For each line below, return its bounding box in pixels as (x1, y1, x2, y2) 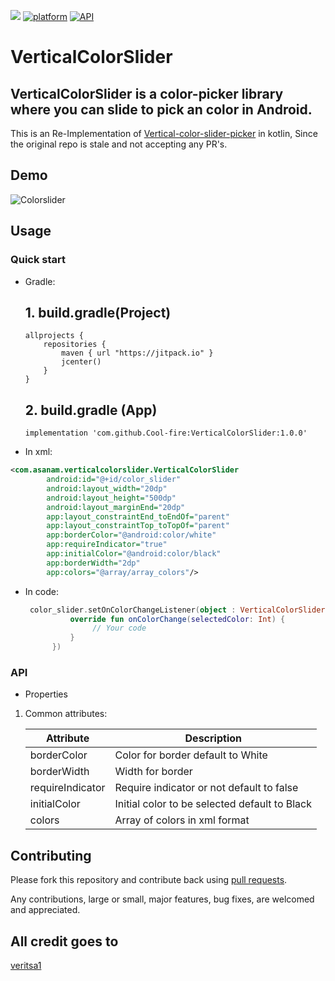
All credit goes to (10, 933, 119, 950)
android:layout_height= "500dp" (46, 493, 177, 503)
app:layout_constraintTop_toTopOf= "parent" (46, 521, 230, 531)
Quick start (10, 253, 67, 267)
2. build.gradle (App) (24, 401, 158, 419)
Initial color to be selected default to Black (114, 797, 313, 811)
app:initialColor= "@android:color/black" (46, 549, 222, 559)
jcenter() (61, 357, 102, 367)
